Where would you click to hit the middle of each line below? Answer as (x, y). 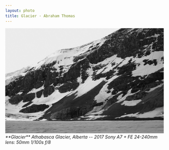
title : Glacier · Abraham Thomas (40, 16)
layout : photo (20, 11)
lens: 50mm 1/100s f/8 (28, 142)
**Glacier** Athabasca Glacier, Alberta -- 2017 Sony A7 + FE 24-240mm (81, 137)
